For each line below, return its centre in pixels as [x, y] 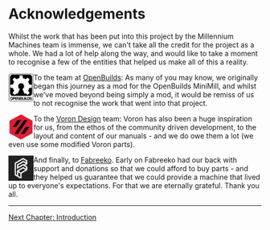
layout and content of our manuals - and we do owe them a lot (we [143, 136]
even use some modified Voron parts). [72, 144]
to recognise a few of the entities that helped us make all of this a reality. [129, 62]
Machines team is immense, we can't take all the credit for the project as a [131, 44]
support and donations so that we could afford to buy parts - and [141, 168]
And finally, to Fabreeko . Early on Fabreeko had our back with [135, 160]
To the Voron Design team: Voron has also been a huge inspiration [143, 118]
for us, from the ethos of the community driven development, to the [145, 127]
